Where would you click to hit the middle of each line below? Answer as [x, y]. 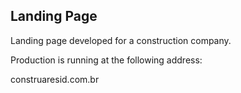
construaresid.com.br [55, 79]
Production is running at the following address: [106, 60]
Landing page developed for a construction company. [121, 40]
